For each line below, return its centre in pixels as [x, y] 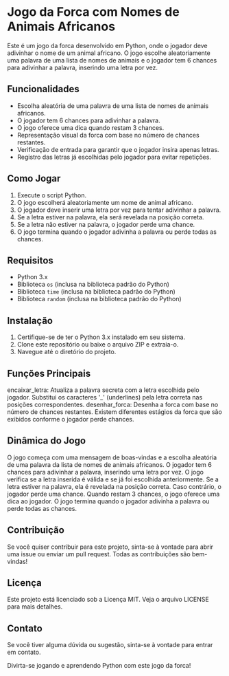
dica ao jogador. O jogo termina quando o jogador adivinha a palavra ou [108, 501]
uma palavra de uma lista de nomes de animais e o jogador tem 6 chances [112, 60]
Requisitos [30, 260]
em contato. [24, 652]
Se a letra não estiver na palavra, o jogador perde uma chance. [106, 224]
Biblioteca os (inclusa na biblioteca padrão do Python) [93, 284]
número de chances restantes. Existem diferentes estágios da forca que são [115, 412]
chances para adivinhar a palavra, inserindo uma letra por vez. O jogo [106, 472]
